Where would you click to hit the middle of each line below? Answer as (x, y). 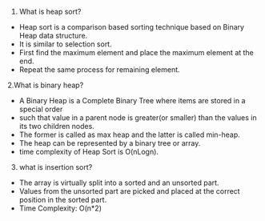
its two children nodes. (57, 126)
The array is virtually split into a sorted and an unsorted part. (119, 183)
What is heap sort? (50, 12)
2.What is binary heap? (46, 85)
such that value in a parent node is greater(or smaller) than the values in (138, 118)
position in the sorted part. (63, 200)
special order (41, 109)
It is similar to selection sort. (66, 44)
